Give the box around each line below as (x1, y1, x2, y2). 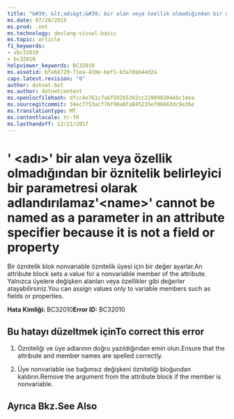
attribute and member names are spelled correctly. (17, 351, 164, 360)
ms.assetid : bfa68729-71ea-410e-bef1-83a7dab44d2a (7, 68, 157, 75)
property (7, 239, 60, 255)
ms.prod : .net (7, 23, 49, 30)
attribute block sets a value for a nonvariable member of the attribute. (7, 270, 207, 278)
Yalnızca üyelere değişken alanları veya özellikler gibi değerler (7, 277, 186, 286)
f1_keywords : (7, 43, 45, 49)
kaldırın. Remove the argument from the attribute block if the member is (17, 372, 221, 381)
